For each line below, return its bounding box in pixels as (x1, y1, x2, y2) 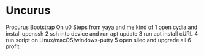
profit (6, 43, 20, 50)
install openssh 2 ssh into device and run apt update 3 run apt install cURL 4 (6, 30, 198, 37)
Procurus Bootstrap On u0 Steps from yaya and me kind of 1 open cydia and (6, 23, 197, 31)
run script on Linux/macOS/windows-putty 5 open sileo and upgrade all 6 (6, 36, 191, 43)
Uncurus (6, 4, 51, 17)
